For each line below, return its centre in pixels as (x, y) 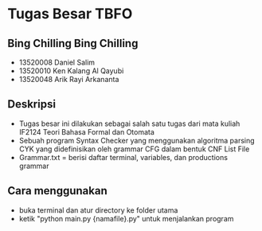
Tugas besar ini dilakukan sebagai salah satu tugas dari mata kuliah (129, 123)
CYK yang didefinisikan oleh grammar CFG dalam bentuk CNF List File (134, 149)
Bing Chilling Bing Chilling (73, 43)
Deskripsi (32, 104)
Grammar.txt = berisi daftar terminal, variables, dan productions (123, 157)
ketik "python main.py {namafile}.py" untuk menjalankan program (126, 218)
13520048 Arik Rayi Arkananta (69, 79)
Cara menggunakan (58, 191)
